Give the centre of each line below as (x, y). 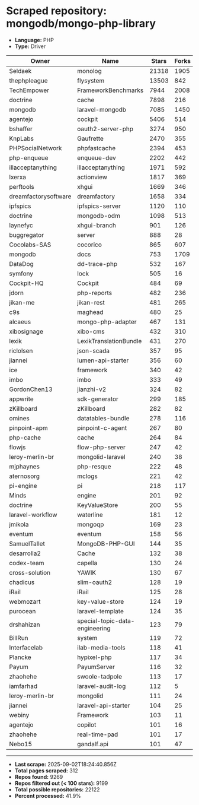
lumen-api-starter (103, 360)
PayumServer (96, 667)
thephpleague (29, 80)
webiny (19, 715)
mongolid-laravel (101, 457)
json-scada (93, 350)
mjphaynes (25, 466)
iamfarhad (23, 686)
